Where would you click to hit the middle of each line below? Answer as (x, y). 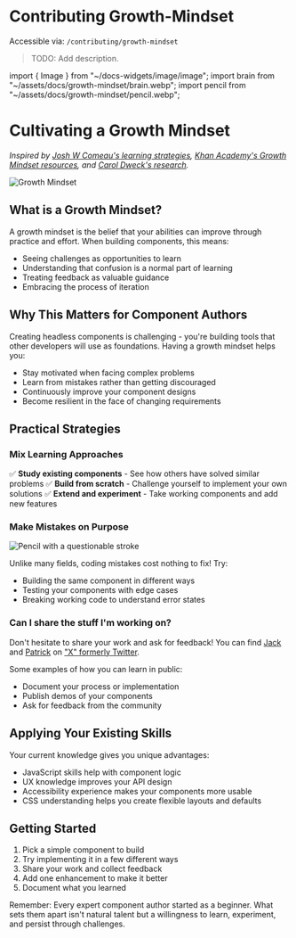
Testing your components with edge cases (100, 590)
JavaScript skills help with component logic (102, 772)
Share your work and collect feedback (92, 869)
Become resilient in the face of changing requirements (121, 401)
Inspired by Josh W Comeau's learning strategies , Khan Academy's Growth (148, 155)
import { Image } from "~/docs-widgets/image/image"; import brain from (142, 75)
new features (33, 504)
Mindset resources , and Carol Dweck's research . (99, 165)
